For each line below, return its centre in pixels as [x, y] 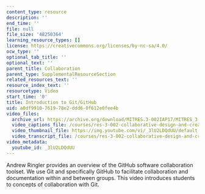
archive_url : [28, 119]
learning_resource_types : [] [43, 40]
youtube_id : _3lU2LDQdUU [43, 147]
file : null [20, 29]
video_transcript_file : [42, 137]
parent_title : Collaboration [43, 68]
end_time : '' [23, 23]
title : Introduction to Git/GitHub [52, 102]
